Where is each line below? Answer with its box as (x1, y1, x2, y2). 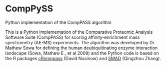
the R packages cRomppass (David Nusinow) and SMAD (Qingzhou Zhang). (5, 55, 161, 61)
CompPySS (5, 3, 53, 14)
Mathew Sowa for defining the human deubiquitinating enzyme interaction (5, 45, 158, 51)
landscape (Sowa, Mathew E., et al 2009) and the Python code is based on (5, 50, 159, 56)
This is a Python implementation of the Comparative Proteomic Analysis (5, 29, 153, 35)
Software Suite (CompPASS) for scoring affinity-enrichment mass (5, 34, 140, 40)
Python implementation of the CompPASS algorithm (5, 19, 111, 25)
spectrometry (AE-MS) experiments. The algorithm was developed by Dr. (5, 39, 156, 45)
